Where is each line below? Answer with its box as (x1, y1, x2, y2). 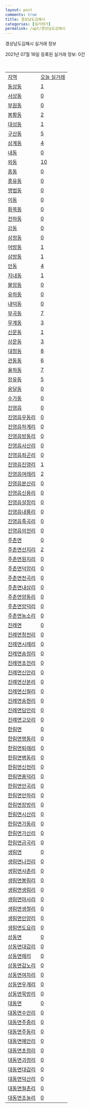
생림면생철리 (8, 905, 36, 912)
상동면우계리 (8, 981, 36, 988)
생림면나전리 (8, 858, 36, 865)
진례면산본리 (8, 679, 36, 686)
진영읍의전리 (8, 527, 36, 534)
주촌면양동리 (8, 593, 36, 600)
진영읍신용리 (8, 489, 36, 497)
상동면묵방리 (8, 991, 36, 998)
